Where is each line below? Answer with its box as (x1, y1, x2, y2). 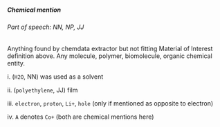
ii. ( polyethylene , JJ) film (7, 86, 78, 94)
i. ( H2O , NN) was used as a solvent (7, 72, 104, 81)
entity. (7, 59, 26, 67)
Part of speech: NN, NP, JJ (7, 23, 84, 31)
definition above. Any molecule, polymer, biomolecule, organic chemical (7, 52, 212, 60)
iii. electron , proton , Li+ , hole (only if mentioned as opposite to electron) (7, 99, 214, 107)
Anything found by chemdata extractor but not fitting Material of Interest (7, 44, 213, 52)
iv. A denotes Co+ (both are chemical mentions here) (7, 113, 154, 121)
